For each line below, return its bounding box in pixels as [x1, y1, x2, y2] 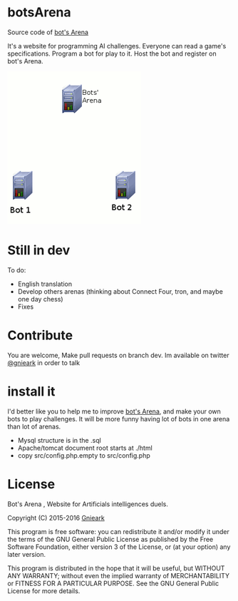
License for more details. [7, 586, 81, 595]
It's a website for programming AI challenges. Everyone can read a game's [7, 41, 227, 50]
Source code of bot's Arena [7, 28, 89, 36]
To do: [7, 265, 26, 274]
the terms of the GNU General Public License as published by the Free [7, 535, 214, 543]
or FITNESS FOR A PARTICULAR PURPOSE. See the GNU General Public [7, 579, 219, 587]
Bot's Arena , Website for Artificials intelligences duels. [7, 500, 169, 508]
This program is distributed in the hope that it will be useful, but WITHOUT [7, 564, 225, 572]
